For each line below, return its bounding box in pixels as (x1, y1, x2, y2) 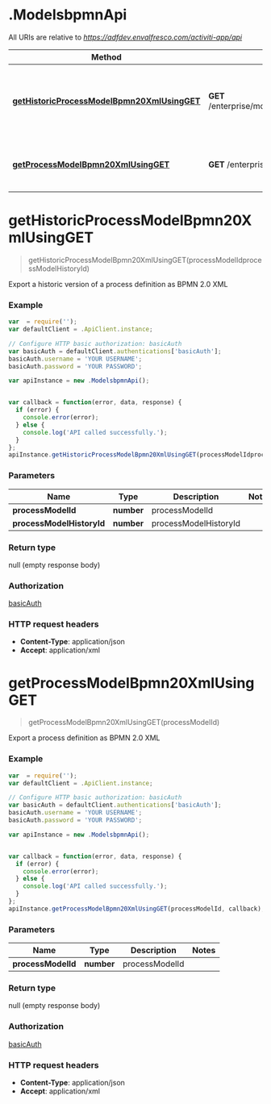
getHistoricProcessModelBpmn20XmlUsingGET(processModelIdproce (27, 255, 262, 265)
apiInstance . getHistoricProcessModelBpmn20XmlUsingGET (8, 451, 197, 459)
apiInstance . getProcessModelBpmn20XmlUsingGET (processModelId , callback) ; (8, 905, 265, 913)
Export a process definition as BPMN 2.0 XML (8, 733, 161, 743)
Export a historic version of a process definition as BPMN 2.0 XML (8, 279, 228, 289)
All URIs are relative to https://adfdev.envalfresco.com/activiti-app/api (8, 32, 243, 42)
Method (91, 51, 123, 62)
